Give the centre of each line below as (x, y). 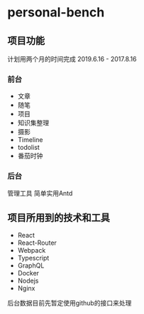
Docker (28, 273)
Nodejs (28, 281)
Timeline (30, 140)
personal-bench (56, 12)
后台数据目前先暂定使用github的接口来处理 (70, 303)
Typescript (33, 258)
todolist (29, 148)
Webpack (32, 250)
